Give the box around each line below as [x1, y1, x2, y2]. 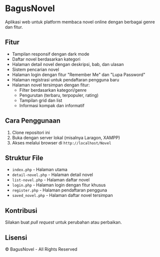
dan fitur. [5, 24, 23, 30]
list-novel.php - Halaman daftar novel [12, 177, 90, 183]
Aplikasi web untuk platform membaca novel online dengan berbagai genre [5, 19, 155, 25]
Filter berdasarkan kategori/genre [19, 87, 87, 93]
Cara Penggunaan [5, 117, 61, 125]
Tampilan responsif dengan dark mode [12, 51, 90, 57]
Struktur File [5, 154, 44, 162]
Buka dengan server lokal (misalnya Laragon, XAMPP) [12, 134, 120, 141]
